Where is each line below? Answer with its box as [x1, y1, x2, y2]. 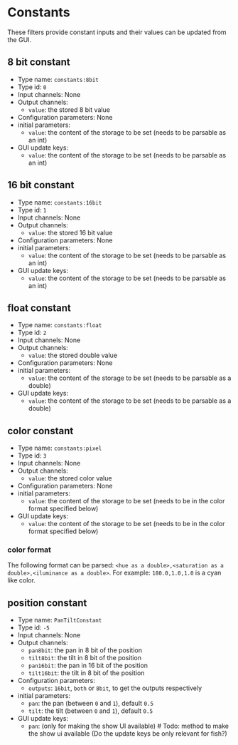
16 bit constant [7, 179, 75, 191]
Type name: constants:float [17, 321, 102, 329]
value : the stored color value [28, 474, 112, 483]
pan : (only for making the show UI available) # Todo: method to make [28, 721, 229, 731]
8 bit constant [7, 56, 71, 68]
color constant [7, 425, 74, 437]
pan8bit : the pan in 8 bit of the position [28, 646, 142, 654]
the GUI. [7, 35, 32, 43]
